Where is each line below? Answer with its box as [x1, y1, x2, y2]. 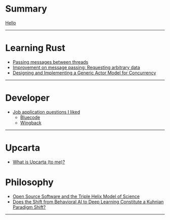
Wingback [20, 119, 41, 125]
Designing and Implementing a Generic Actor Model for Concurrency [12, 69, 156, 76]
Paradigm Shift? [12, 204, 46, 210]
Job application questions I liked [12, 109, 80, 115]
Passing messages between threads [12, 59, 89, 65]
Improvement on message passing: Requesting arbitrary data [12, 64, 140, 70]
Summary [5, 3, 47, 15]
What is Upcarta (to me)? [12, 159, 65, 165]
